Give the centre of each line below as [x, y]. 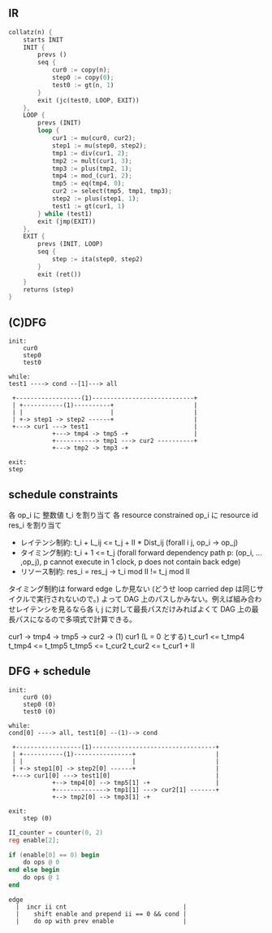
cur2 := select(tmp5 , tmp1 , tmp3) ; [112, 191]
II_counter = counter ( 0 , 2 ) [56, 832]
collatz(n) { [30, 32]
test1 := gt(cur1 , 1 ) [89, 206]
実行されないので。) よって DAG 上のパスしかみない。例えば [135, 598]
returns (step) [49, 289]
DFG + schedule [50, 671]
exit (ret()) [60, 274]
